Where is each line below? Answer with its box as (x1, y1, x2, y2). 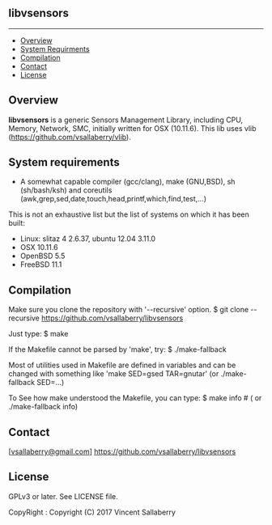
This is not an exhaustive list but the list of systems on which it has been (8, 210, 249, 219)
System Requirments (19, 44, 91, 53)
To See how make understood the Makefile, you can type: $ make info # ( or (8, 393, 262, 403)
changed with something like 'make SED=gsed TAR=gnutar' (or (8, 369, 219, 379)
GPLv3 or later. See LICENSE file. (8, 491, 119, 501)
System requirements (8, 155, 120, 169)
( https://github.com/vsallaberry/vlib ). (8, 132, 131, 142)
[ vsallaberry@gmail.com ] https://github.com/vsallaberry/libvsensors (8, 447, 236, 456)
